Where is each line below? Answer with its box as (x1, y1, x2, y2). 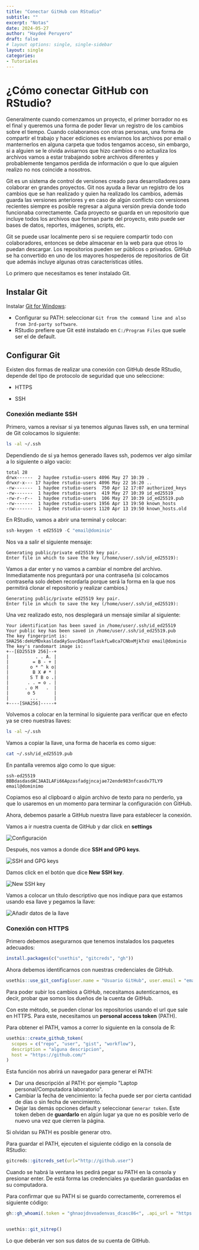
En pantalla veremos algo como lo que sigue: (6, 761, 116, 769)
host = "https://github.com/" (11, 1052, 86, 1058)
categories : (6, 53, 36, 59)
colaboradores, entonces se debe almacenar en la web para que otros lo (6, 239, 184, 246)
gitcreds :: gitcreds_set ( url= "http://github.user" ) (6, 1158, 134, 1164)
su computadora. (6, 1181, 48, 1188)
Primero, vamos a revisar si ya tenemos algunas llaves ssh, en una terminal (6, 423, 190, 430)
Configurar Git (6, 350, 60, 360)
